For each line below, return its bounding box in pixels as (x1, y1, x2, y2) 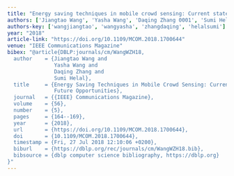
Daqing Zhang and (54, 68, 104, 75)
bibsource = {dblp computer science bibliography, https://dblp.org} (13, 152, 219, 159)
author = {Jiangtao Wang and (13, 55, 108, 62)
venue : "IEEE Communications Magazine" (7, 42, 123, 49)
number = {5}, (13, 107, 64, 114)
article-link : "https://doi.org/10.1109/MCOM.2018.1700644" (7, 36, 186, 43)
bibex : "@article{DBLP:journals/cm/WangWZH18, (7, 49, 145, 56)
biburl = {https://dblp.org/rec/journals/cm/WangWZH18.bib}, (13, 146, 204, 152)
